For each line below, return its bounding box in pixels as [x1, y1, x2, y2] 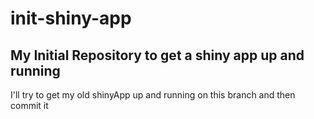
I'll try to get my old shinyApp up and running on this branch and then [10, 89, 296, 101]
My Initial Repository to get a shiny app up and [10, 47, 305, 64]
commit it [10, 100, 49, 111]
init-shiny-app [10, 7, 132, 30]
